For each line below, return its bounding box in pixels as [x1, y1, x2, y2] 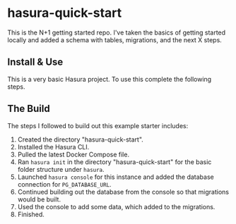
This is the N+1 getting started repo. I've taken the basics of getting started [7, 28, 226, 37]
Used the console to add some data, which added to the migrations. [17, 202, 216, 211]
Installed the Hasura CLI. [17, 142, 90, 151]
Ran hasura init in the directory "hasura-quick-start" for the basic [17, 157, 212, 166]
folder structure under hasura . [17, 165, 105, 173]
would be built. [17, 195, 61, 204]
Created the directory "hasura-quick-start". [17, 135, 143, 144]
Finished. [17, 210, 45, 218]
